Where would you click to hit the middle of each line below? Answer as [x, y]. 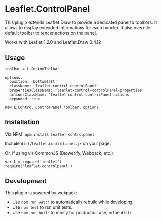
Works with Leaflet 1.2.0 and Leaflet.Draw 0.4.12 [53, 42]
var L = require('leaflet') [33, 162]
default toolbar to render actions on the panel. [51, 33]
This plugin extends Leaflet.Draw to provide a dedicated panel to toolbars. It [81, 22]
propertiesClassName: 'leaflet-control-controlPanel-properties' [77, 90]
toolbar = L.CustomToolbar [32, 69]
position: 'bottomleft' [33, 81]
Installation [22, 122]
